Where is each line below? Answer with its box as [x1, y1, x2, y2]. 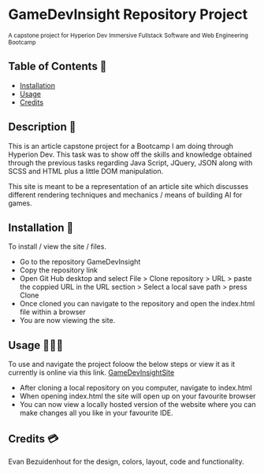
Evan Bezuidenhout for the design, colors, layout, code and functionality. [8, 457, 244, 466]
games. [8, 198, 33, 208]
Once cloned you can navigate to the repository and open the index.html [19, 299, 255, 309]
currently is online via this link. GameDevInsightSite [8, 368, 175, 377]
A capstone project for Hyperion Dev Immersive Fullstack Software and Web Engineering [8, 31, 248, 39]
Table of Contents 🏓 [8, 60, 107, 73]
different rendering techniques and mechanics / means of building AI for [8, 190, 243, 199]
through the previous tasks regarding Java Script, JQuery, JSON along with [8, 157, 253, 167]
